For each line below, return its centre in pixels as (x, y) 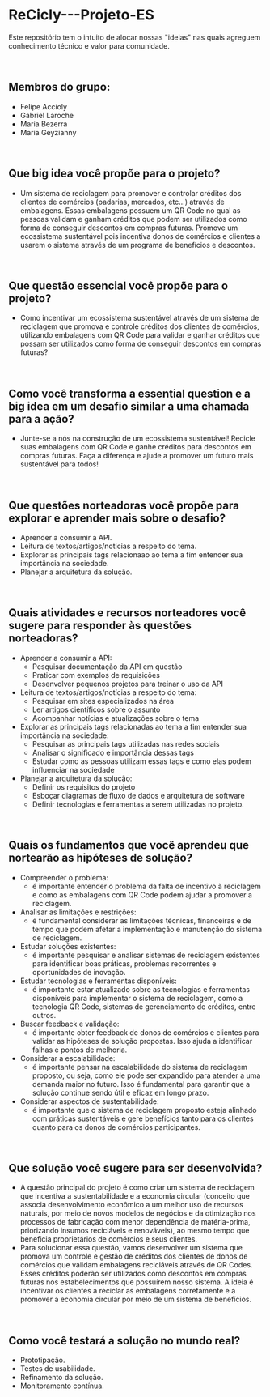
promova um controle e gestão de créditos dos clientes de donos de (134, 1256)
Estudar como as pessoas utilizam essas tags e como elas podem (142, 761)
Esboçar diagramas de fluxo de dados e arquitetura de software (138, 795)
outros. (44, 1015)
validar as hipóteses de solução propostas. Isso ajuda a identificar (142, 1041)
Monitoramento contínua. (62, 1386)
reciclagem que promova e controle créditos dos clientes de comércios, (140, 326)
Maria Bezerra (44, 124)
